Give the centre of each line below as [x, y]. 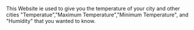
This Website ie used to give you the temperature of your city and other [93, 9]
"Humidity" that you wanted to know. [51, 21]
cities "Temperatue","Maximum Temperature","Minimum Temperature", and [97, 15]
